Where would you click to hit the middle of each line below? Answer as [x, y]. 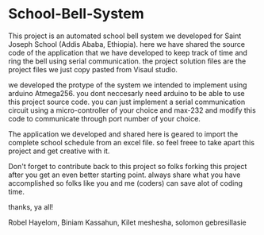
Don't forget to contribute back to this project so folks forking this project [128, 166]
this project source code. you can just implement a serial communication [127, 102]
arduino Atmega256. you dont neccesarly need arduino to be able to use [126, 93]
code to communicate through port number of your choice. [104, 118]
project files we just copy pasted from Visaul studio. [93, 69]
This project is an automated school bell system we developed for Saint [125, 36]
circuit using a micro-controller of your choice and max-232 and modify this [132, 110]
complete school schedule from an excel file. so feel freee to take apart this [132, 142]
